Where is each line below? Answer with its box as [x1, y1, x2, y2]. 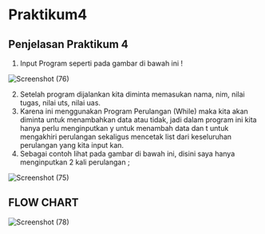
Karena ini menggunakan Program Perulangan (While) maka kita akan [19, 106, 249, 116]
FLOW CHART [8, 196, 79, 209]
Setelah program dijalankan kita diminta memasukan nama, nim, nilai [19, 89, 245, 99]
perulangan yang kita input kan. [19, 141, 125, 149]
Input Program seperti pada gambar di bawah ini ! [19, 58, 184, 68]
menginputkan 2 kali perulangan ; [19, 157, 130, 167]
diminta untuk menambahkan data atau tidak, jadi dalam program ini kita [19, 115, 257, 125]
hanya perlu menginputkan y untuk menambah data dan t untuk [19, 124, 229, 133]
